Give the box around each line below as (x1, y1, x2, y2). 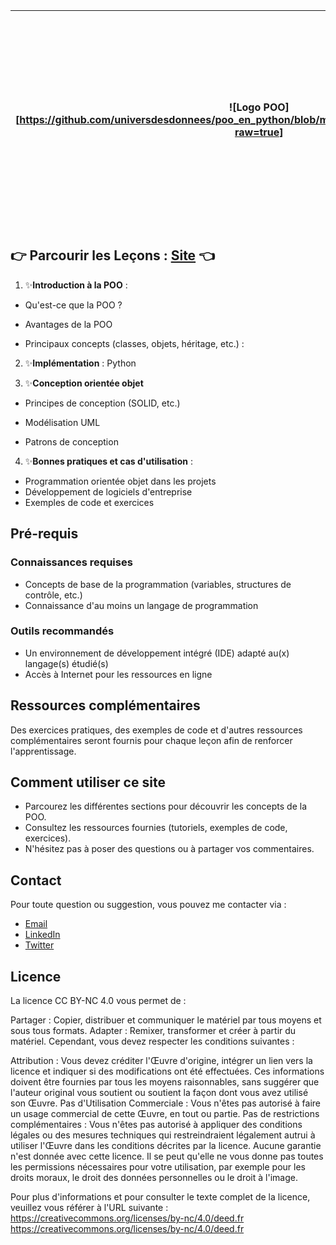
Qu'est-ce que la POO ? (24, 299, 123, 311)
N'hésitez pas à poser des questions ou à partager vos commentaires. (24, 843, 315, 855)
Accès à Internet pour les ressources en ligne (24, 668, 213, 680)
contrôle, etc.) (24, 589, 83, 601)
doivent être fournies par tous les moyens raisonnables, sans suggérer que (10, 1076, 320, 1088)
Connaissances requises (10, 555, 133, 569)
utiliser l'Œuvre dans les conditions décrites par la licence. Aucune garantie (10, 1140, 322, 1152)
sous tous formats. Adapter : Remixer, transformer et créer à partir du (10, 1025, 297, 1037)
